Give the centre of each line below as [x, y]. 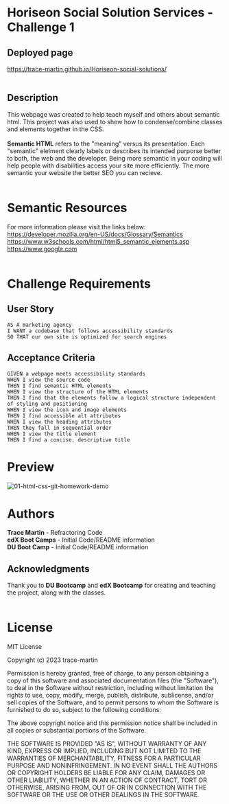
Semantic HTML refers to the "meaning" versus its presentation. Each [106, 143]
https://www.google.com [42, 249]
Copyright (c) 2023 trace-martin [52, 660]
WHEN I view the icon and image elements [67, 410]
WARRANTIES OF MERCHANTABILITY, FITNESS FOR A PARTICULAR [104, 758]
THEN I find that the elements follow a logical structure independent [111, 398]
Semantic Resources [67, 208]
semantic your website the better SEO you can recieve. [85, 172]
